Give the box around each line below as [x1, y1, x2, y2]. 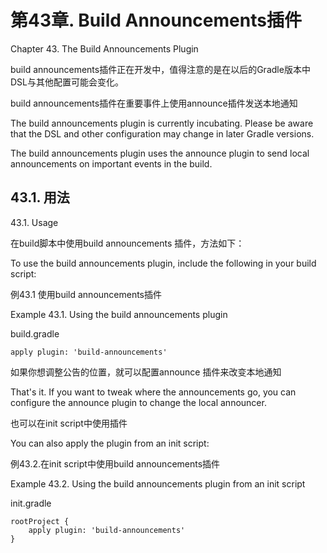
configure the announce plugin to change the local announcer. [10, 396, 267, 408]
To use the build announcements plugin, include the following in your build [10, 257, 317, 269]
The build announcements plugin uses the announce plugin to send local [10, 147, 310, 159]
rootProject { [10, 516, 70, 526]
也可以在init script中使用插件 [10, 417, 128, 429]
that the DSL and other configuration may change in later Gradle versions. [10, 127, 315, 140]
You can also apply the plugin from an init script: [10, 437, 210, 449]
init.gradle [10, 497, 52, 509]
